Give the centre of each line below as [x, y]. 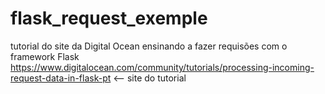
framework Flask [45, 56]
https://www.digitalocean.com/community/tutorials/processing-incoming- [162, 67]
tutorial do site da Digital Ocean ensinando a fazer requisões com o [149, 46]
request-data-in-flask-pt [61, 78]
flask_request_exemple [109, 18]
